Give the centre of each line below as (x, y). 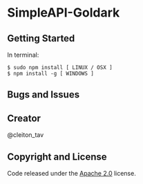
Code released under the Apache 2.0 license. (71, 174)
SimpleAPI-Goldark (64, 13)
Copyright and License (57, 157)
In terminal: (23, 55)
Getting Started (41, 38)
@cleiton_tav (26, 135)
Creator (24, 118)
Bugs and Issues (44, 95)
